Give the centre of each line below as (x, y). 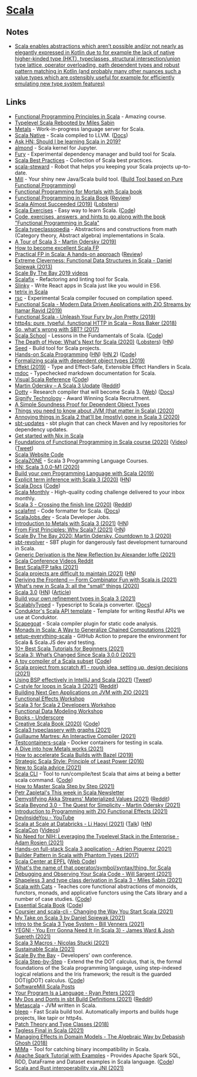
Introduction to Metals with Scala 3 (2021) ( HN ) (72, 523)
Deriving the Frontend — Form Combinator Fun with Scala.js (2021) (96, 579)
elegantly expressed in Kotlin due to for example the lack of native (95, 52)
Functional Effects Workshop (50, 698)
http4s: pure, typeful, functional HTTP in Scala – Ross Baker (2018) (96, 323)
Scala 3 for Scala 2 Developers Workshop (65, 705)
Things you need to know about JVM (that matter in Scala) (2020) (94, 411)
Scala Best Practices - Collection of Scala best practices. (84, 160)
